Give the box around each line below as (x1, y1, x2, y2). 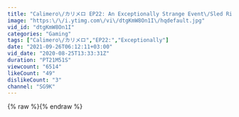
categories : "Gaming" (7, 30, 72, 38)
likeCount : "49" (7, 69, 55, 77)
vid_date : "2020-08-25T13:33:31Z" (7, 50, 110, 57)
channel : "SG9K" (7, 83, 55, 90)
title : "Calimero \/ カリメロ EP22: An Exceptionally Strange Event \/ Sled (7, 10, 223, 18)
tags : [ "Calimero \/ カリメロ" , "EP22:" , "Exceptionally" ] (7, 37, 169, 44)
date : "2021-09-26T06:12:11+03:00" (7, 43, 113, 50)
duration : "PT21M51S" (7, 57, 72, 64)
